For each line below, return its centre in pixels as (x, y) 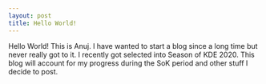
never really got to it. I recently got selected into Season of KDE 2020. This (131, 54)
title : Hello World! (43, 23)
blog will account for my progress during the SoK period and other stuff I (128, 63)
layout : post (30, 16)
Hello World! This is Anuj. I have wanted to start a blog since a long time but (133, 46)
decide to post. (33, 71)
